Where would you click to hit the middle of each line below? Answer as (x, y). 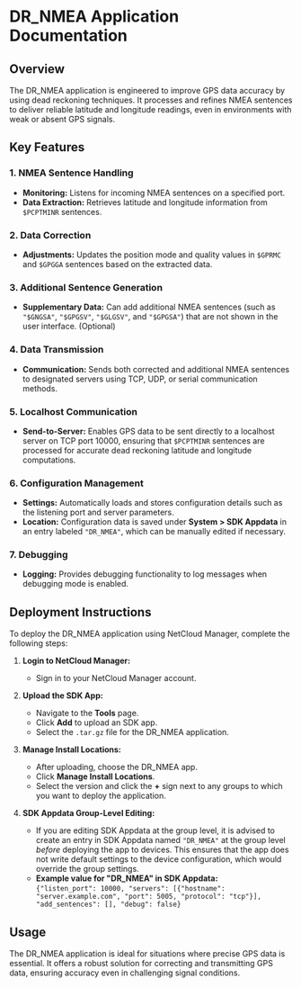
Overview (37, 69)
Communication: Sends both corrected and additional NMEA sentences (156, 369)
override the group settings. (87, 869)
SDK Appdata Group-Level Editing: (89, 813)
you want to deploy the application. (101, 796)
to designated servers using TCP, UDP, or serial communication (140, 379)
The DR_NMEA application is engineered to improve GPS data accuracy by (147, 90)
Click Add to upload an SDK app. (97, 722)
